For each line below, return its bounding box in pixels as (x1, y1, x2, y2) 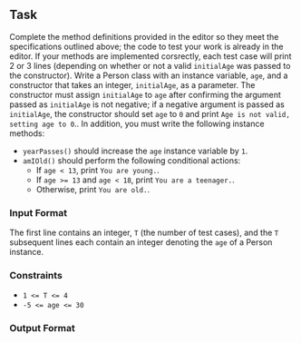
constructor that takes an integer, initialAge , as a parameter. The (9, 79, 256, 90)
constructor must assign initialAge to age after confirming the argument (9, 89, 281, 100)
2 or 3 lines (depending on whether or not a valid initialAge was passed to (9, 60, 291, 71)
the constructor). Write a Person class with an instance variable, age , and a (9, 70, 288, 81)
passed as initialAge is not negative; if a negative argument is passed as (9, 99, 286, 110)
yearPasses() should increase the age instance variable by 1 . (22, 145, 248, 156)
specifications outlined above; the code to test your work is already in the (9, 41, 284, 52)
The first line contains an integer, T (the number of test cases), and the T (9, 227, 279, 239)
